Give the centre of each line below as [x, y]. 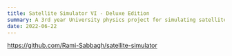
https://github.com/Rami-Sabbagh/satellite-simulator [82, 46]
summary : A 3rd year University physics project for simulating [101, 20]
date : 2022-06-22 [32, 26]
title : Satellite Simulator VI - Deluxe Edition [78, 13]
